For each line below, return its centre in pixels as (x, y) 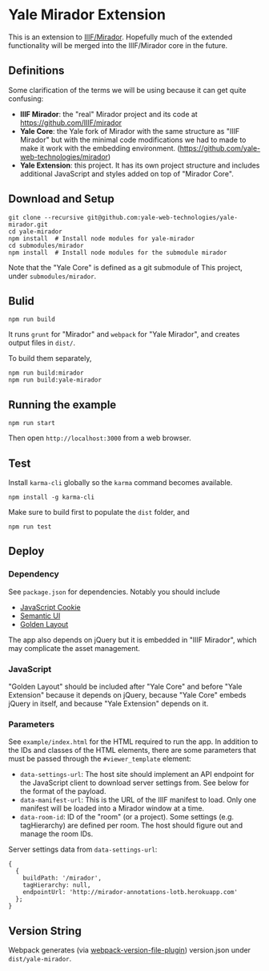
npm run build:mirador (46, 373)
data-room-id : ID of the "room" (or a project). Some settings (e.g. (127, 817)
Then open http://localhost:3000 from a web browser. (100, 438)
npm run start (32, 423)
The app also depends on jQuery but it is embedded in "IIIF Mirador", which (133, 640)
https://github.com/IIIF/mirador (71, 123)
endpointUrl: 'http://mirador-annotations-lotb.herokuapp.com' (130, 892)
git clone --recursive (46, 217)
